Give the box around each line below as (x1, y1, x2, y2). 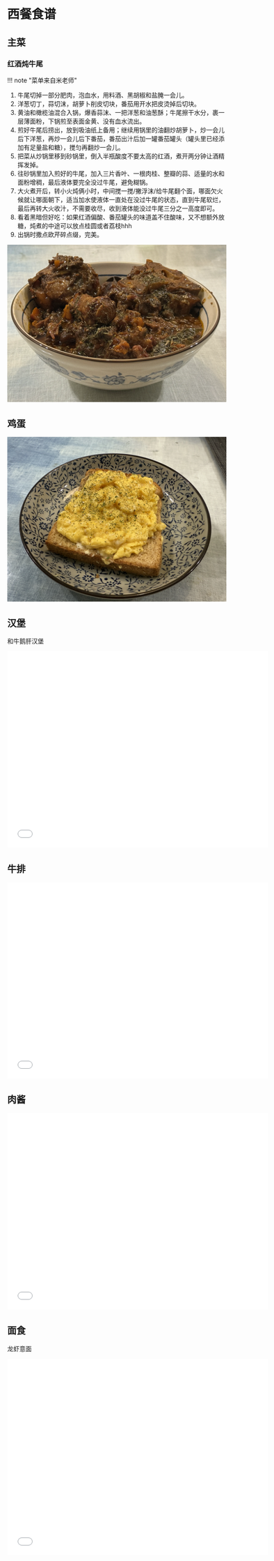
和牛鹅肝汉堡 (7, 637, 44, 646)
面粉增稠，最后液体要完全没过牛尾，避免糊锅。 (17, 178, 152, 186)
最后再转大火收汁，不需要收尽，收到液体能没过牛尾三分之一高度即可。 (17, 204, 219, 213)
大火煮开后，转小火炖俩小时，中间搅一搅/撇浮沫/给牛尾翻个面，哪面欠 (17, 186, 217, 195)
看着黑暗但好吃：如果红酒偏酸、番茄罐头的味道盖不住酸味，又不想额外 (17, 213, 219, 221)
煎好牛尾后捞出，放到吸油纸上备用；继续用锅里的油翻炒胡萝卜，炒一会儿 (17, 125, 225, 134)
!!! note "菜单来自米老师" (7, 76, 78, 84)
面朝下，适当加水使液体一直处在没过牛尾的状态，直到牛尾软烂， (41, 195, 225, 204)
